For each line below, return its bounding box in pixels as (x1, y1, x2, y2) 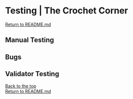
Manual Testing (5, 36, 55, 44)
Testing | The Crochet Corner (5, 5, 129, 16)
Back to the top (5, 83, 36, 89)
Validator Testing (5, 70, 60, 78)
